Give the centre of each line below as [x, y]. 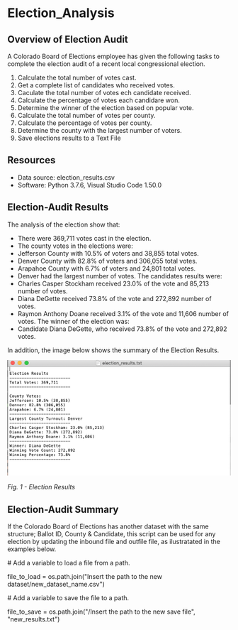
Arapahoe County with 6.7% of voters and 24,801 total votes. [107, 268]
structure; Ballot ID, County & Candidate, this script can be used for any [112, 534]
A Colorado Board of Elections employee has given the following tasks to [113, 56]
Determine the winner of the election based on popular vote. [106, 108]
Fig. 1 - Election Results [41, 487]
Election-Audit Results [58, 207]
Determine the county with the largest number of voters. [100, 130]
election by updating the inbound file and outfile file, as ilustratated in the [114, 542]
